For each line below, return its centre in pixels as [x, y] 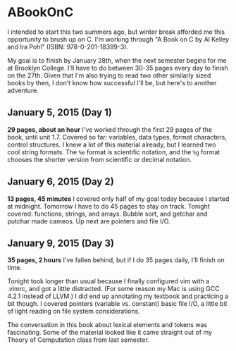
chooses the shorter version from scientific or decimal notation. [100, 159]
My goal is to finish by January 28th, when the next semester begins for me [117, 60]
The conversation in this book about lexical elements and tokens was [107, 325]
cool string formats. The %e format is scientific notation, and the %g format [114, 152]
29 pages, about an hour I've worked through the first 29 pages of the [110, 129]
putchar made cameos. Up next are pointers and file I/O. [89, 221]
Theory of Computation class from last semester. [78, 340]
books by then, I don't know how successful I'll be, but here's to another [112, 82]
